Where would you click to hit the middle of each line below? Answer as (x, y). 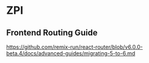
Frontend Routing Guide (52, 33)
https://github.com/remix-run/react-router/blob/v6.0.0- (74, 47)
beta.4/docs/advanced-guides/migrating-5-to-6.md (71, 53)
